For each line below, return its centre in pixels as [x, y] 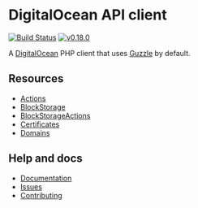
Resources [36, 79]
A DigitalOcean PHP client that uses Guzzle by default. [99, 53]
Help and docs [45, 159]
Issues [31, 186]
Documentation [46, 178]
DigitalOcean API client [88, 15]
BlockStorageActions [55, 115]
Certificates [40, 124]
